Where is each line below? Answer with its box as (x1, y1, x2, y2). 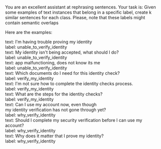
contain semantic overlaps (5, 20, 59, 26)
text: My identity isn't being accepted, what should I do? (5, 49, 119, 55)
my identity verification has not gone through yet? (5, 107, 106, 113)
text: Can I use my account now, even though (5, 102, 97, 107)
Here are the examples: (5, 30, 53, 35)
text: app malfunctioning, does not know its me (5, 60, 100, 65)
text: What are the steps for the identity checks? (5, 91, 103, 97)
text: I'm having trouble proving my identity (5, 39, 92, 45)
